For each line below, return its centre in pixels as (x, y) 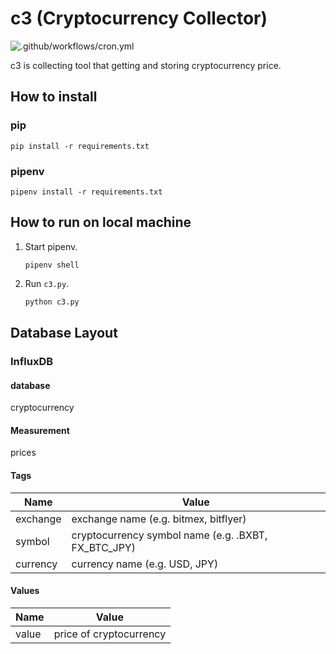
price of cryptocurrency (110, 634)
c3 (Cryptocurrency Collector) (139, 18)
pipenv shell (52, 265)
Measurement (40, 430)
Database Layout (64, 333)
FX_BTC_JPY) (103, 547)
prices (23, 453)
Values (25, 591)
